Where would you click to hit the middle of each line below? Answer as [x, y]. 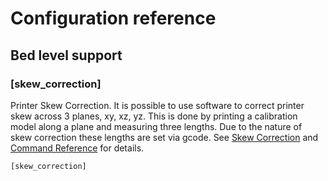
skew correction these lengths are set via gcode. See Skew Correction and [164, 137]
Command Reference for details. [77, 148]
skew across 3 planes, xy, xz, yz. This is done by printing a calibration [154, 116]
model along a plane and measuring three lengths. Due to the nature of [156, 126]
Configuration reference [113, 18]
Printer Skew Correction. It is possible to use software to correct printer [157, 105]
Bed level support [66, 55]
